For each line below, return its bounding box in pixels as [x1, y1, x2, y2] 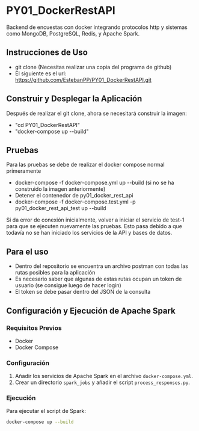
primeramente [6, 167, 41, 175]
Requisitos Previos [6, 323, 62, 332]
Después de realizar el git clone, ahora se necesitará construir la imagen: [6, 110, 188, 117]
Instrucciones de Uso [6, 48, 88, 58]
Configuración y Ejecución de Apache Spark [6, 305, 176, 316]
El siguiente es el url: [14, 70, 67, 77]
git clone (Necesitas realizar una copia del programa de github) [14, 63, 172, 70]
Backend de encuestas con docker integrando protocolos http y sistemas [6, 23, 188, 31]
